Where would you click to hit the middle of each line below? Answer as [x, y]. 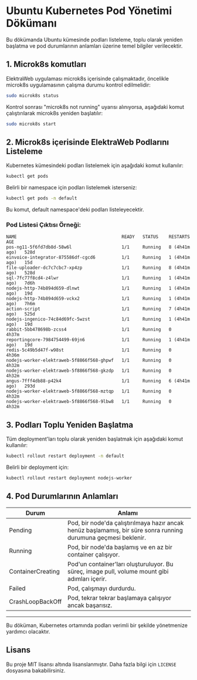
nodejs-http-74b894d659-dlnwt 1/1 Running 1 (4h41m [98, 289]
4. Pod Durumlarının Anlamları [62, 496]
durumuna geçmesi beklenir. [107, 538]
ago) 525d [21, 314]
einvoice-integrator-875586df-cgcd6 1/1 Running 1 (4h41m [98, 258]
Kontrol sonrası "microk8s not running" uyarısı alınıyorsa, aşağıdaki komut [95, 106]
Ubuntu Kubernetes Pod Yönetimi [89, 11]
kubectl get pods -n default [42, 198]
